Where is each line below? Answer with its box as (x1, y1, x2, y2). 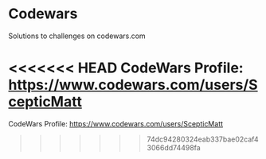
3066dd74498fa (147, 142, 201, 152)
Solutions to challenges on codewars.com (8, 31, 146, 41)
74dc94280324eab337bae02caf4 (147, 134, 259, 144)
